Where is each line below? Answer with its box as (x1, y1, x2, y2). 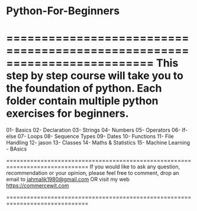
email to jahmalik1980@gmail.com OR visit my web (6, 176, 130, 183)
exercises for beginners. (6, 107, 129, 120)
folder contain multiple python (6, 94, 159, 108)
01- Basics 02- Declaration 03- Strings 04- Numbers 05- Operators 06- (6, 126, 181, 134)
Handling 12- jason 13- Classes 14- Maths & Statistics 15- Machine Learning (6, 139, 190, 146)
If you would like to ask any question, (89, 163, 180, 170)
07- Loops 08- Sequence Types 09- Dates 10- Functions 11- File (17, 133, 174, 140)
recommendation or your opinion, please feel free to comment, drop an (6, 170, 179, 177)
